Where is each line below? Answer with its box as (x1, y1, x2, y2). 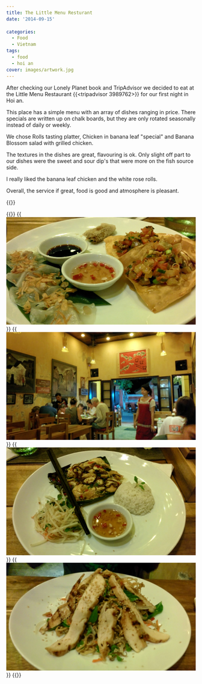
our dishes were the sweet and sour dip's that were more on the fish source (6, 157, 194, 165)
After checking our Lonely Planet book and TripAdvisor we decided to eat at (6, 84, 194, 91)
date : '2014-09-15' (6, 16, 55, 22)
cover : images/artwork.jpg (6, 67, 74, 73)
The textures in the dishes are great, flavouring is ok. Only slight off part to (6, 151, 191, 158)
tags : (6, 48, 20, 54)
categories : (6, 29, 36, 35)
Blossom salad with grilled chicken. (6, 139, 94, 147)
